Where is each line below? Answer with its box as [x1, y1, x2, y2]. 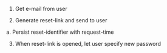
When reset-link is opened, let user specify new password [15, 40, 161, 47]
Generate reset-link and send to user [15, 17, 107, 23]
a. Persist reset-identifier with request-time [6, 28, 114, 36]
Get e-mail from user [15, 5, 68, 12]
